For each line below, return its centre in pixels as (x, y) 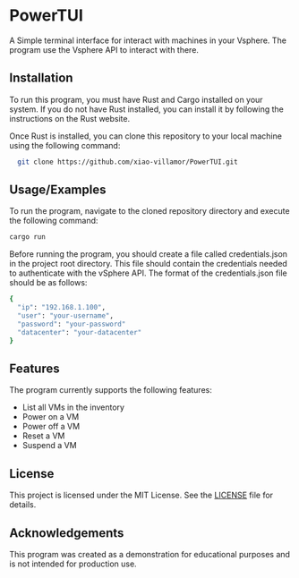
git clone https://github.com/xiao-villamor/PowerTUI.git (128, 162)
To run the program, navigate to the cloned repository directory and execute (149, 211)
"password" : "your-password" (72, 324)
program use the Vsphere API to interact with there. (104, 49)
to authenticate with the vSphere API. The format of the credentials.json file (149, 273)
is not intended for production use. (73, 564)
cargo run (28, 237)
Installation (41, 78)
